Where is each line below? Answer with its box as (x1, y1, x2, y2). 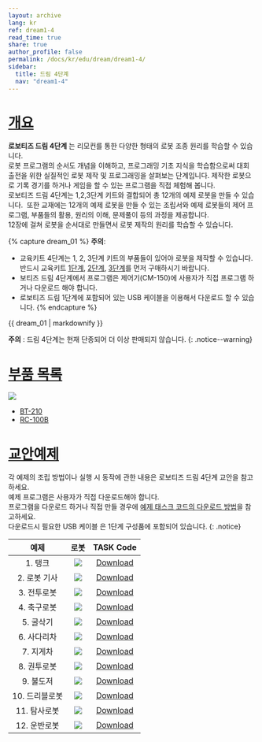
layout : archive (8, 11, 61, 20)
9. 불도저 (21, 676, 54, 687)
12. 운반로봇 (15, 720, 60, 731)
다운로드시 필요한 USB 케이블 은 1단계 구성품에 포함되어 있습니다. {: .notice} (8, 521, 242, 532)
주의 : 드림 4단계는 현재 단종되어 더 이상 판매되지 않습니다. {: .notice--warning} (8, 335, 253, 344)
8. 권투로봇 (18, 661, 57, 672)
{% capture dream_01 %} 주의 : (8, 237, 106, 247)
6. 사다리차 (18, 632, 57, 643)
